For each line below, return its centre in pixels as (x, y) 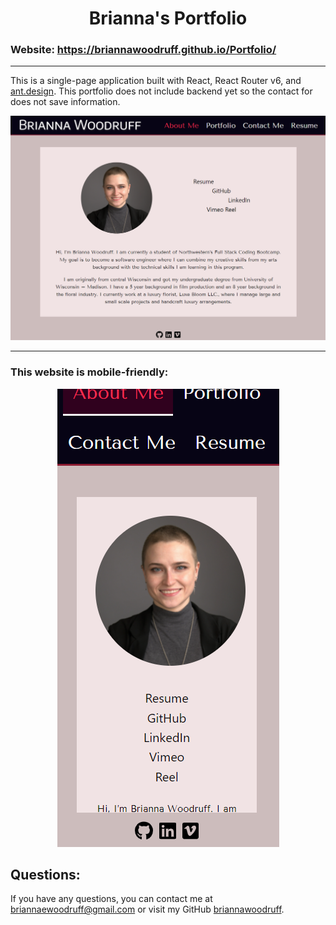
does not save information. (65, 102)
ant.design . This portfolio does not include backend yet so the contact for (161, 91)
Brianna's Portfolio (168, 18)
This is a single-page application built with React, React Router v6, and (156, 81)
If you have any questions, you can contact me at (111, 899)
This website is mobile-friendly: (89, 372)
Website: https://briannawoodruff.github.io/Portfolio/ (143, 50)
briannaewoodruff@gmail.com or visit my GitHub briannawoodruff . (147, 909)
